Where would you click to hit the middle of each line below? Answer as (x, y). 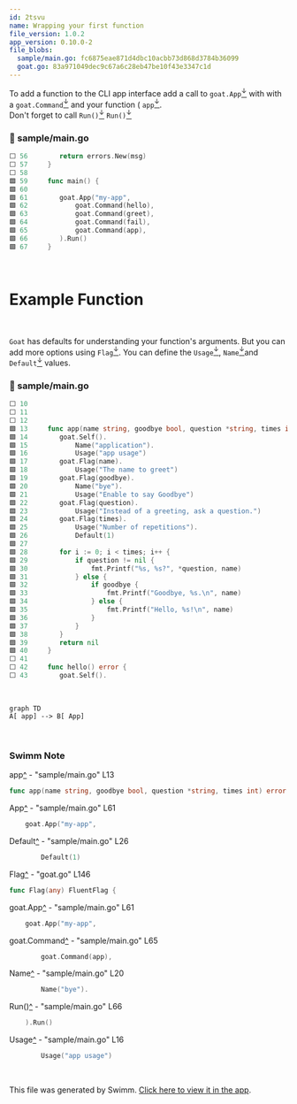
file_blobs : (31, 50)
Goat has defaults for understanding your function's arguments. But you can (147, 341)
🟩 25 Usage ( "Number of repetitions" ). (104, 527)
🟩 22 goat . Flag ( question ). (74, 502)
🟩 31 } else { (58, 577)
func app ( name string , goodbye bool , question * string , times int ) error (148, 791)
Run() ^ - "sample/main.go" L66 (66, 1007)
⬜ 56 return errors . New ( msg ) (78, 157)
